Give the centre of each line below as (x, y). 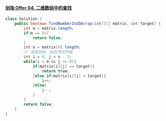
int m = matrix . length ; (49, 28)
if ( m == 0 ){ (37, 33)
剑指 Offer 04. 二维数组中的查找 (39, 8)
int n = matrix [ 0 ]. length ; (52, 47)
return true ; (56, 71)
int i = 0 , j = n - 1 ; (48, 57)
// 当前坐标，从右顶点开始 (48, 52)
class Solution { (24, 19)
